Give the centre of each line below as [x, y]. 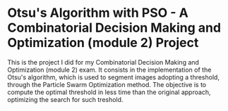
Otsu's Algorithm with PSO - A [98, 13]
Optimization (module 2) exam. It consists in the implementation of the [109, 70]
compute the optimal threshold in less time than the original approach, [109, 92]
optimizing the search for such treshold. [65, 99]
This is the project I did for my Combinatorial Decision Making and [103, 62]
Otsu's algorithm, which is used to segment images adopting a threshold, [114, 77]
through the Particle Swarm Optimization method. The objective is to [107, 84]
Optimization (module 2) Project [103, 43]
